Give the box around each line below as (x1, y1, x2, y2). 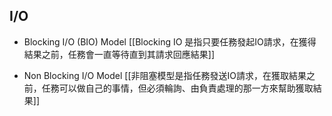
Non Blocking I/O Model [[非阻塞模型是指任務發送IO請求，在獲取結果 (23, 69, 307, 81)
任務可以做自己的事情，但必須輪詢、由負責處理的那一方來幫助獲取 (41, 82, 314, 94)
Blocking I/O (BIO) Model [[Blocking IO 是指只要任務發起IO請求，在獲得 (23, 35, 317, 48)
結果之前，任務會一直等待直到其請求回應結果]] (23, 48, 216, 60)
